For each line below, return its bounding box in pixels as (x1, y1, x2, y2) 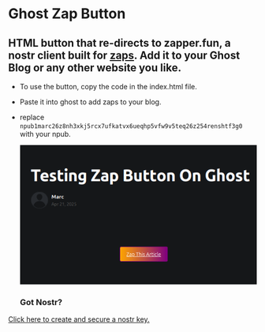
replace (19, 112, 45, 122)
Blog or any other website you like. (8, 61, 181, 74)
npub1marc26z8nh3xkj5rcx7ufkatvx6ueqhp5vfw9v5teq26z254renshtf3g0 (19, 123, 243, 130)
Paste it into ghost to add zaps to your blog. (19, 97, 162, 107)
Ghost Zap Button (8, 5, 126, 23)
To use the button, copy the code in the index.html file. (19, 82, 197, 91)
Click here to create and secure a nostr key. (8, 315, 150, 324)
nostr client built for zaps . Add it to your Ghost (8, 48, 241, 62)
